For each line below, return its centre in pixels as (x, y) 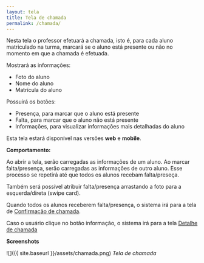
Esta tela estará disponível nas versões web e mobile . (74, 138)
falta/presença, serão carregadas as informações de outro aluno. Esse (94, 169)
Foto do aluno (32, 77)
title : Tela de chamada (36, 18)
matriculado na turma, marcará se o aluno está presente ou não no (90, 47)
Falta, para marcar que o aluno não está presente (76, 120)
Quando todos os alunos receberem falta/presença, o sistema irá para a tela (101, 205)
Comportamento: (29, 150)
